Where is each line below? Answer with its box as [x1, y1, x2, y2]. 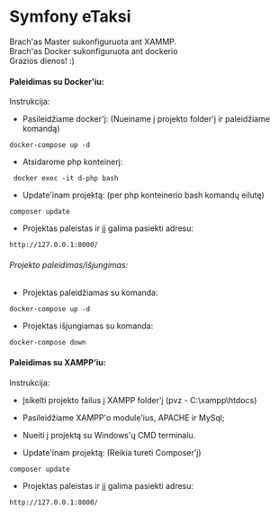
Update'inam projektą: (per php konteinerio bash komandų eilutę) [22, 189, 265, 200]
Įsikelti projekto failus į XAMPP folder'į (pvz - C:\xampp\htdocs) [22, 394, 257, 405]
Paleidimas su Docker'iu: [9, 76, 105, 87]
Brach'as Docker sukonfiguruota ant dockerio [9, 45, 178, 56]
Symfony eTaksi [9, 6, 131, 27]
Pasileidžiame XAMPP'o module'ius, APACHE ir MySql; [22, 412, 225, 423]
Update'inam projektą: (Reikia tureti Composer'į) [22, 447, 202, 457]
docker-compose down [9, 338, 87, 347]
